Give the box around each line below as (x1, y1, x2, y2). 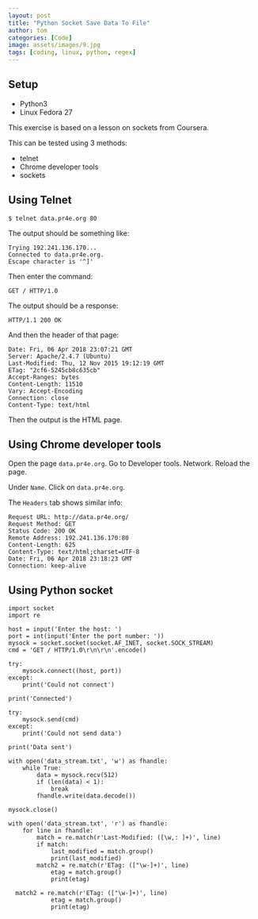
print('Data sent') (8, 744, 73, 752)
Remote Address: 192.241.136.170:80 (8, 534, 129, 542)
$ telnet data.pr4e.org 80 (8, 214, 97, 222)
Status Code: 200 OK (8, 527, 77, 536)
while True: (22, 764, 62, 772)
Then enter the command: (8, 271, 93, 281)
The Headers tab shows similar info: (8, 498, 123, 508)
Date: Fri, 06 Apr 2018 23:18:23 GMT (8, 555, 133, 563)
